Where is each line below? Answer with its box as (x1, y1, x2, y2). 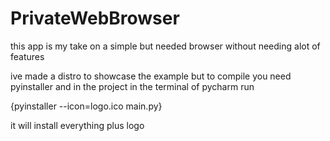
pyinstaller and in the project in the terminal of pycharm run (10, 80, 255, 92)
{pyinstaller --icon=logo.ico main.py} (10, 100, 163, 112)
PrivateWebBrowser (10, 7, 180, 30)
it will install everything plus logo (10, 119, 145, 131)
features (10, 50, 45, 62)
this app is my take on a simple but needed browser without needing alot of (10, 40, 321, 52)
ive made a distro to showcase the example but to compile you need (10, 70, 292, 82)
